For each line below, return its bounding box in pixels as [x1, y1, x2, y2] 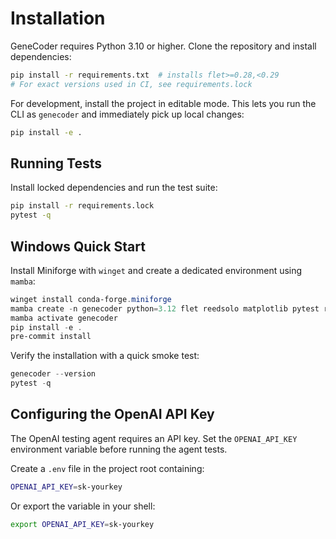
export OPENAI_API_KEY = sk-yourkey [10, 519, 155, 529]
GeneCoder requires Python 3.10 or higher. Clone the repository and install [10, 40, 317, 52]
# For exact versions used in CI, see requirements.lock [10, 79, 253, 89]
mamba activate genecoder [10, 313, 118, 323]
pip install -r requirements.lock [10, 201, 155, 211]
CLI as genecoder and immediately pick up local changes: [10, 108, 245, 120]
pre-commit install [10, 332, 92, 342]
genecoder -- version [10, 369, 97, 379]
